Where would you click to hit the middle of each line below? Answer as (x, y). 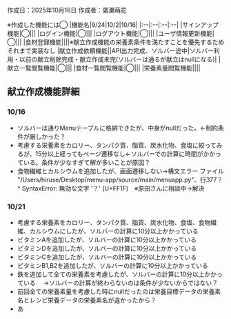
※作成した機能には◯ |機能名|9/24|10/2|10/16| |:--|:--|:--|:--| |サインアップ (113, 25)
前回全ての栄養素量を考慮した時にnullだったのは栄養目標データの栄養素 (119, 291)
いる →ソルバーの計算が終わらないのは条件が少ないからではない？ (121, 282)
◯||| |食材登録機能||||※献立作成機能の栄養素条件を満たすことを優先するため (116, 42)
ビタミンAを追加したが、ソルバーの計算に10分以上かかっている (107, 240)
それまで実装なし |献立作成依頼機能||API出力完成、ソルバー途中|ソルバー (110, 51)
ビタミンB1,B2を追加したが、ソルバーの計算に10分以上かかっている (112, 265)
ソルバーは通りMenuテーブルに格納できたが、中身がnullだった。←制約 (118, 128)
